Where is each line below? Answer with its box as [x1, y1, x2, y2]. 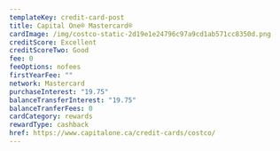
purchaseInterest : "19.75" [9, 87, 109, 96]
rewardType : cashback [9, 121, 89, 130]
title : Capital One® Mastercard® [9, 21, 133, 30]
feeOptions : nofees [9, 63, 82, 72]
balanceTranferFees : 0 [9, 104, 93, 113]
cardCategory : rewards [9, 112, 93, 121]
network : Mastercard [9, 79, 86, 88]
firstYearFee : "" [9, 71, 74, 80]
